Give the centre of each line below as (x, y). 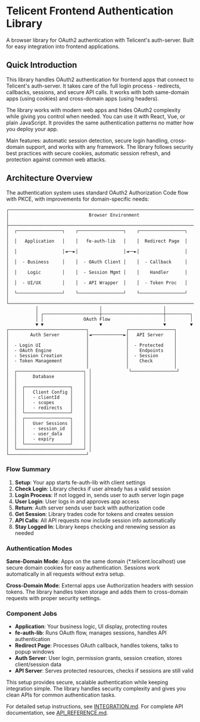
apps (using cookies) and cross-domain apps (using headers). (82, 98)
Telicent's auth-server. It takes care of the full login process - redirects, (94, 86)
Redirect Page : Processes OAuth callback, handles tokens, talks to (96, 646)
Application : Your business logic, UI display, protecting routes (91, 627)
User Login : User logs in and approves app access (77, 501)
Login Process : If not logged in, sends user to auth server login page (99, 495)
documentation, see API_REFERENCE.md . (57, 713)
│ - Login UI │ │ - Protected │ (92, 345)
